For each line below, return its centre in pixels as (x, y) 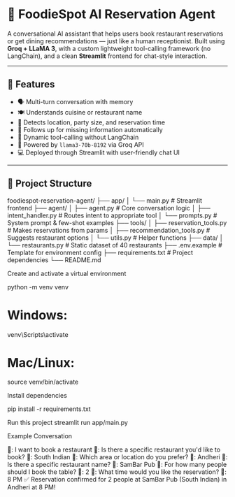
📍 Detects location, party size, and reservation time (91, 122)
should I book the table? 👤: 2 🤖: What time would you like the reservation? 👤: (117, 472)
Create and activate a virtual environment (67, 273)
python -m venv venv (38, 287)
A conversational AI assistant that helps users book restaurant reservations (115, 34)
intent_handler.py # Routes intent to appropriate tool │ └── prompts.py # (112, 215)
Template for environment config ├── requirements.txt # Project (100, 252)
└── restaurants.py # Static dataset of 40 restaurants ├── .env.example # (115, 245)
